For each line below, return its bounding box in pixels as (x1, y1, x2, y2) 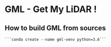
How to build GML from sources (5, 24, 106, 32)
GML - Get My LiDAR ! (5, 4, 97, 15)
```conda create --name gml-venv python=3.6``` (5, 37, 107, 42)
